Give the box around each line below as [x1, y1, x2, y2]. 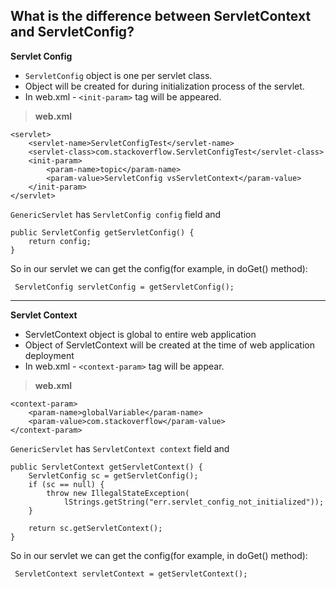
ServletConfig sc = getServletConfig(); [28, 470, 199, 481]
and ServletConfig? [10, 24, 135, 41]
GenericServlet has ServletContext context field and [10, 442, 230, 454]
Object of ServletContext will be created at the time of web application [24, 339, 316, 351]
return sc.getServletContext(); [28, 523, 163, 533]
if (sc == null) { [28, 479, 105, 489]
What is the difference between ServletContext [10, 8, 312, 25]
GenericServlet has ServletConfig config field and [10, 208, 222, 220]
